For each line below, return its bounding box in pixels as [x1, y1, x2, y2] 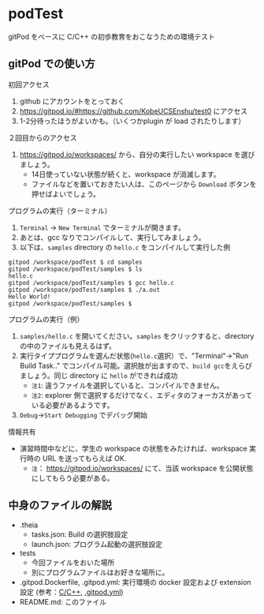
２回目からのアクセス [8, 133, 77, 142]
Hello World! [8, 293, 51, 301]
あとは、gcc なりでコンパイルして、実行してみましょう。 [19, 232, 206, 241]
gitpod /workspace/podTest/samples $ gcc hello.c [8, 279, 175, 286]
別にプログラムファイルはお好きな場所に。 [31, 567, 169, 577]
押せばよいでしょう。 [31, 189, 101, 198]
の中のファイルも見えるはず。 [19, 341, 116, 350]
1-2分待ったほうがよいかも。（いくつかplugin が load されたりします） [19, 116, 246, 125]
